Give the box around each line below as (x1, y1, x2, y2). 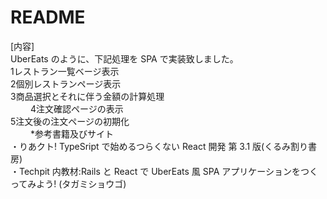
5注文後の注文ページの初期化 (10, 115, 130, 127)
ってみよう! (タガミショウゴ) (10, 177, 127, 190)
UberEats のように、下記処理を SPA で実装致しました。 (10, 52, 235, 65)
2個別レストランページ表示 (10, 77, 122, 90)
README (10, 6, 86, 29)
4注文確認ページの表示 (29, 102, 124, 115)
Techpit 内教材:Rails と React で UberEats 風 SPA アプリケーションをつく (18, 165, 318, 177)
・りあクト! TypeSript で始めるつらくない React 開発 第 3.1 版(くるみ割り (10, 140, 308, 152)
